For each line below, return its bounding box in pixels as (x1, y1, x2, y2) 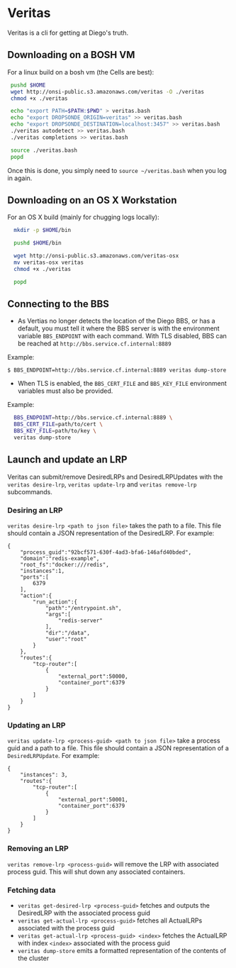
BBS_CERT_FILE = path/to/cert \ (13, 421, 103, 428)
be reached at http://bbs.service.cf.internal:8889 (17, 339, 172, 348)
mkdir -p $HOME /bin (13, 227, 72, 234)
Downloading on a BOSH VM (7, 49, 135, 61)
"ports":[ (20, 573, 50, 581)
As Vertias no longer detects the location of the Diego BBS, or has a (17, 317, 215, 326)
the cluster (17, 954, 50, 962)
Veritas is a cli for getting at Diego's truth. (7, 28, 129, 37)
